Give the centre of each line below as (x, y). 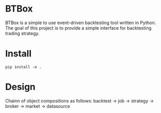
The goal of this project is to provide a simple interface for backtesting (78, 28)
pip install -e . (23, 67)
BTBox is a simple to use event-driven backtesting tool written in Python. (81, 23)
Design (20, 87)
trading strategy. (22, 33)
